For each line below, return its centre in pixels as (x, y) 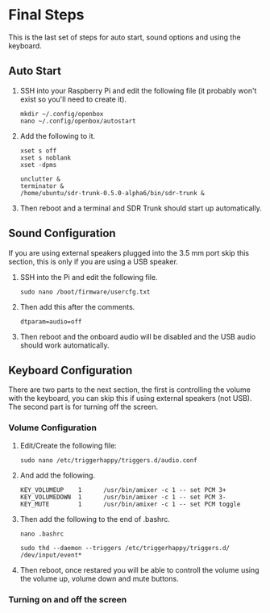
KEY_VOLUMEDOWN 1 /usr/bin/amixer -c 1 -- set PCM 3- (123, 497)
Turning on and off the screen (68, 599)
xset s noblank (46, 158)
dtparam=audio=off (51, 321)
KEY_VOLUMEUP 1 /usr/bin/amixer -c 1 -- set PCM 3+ (123, 490)
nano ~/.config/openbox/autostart (78, 121)
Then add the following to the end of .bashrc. (95, 519)
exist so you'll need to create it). (73, 99)
